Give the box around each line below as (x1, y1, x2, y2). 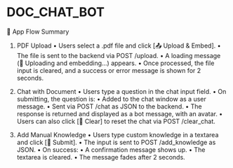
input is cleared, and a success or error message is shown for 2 (16, 66, 201, 74)
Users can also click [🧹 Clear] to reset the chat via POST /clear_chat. (16, 117, 215, 125)
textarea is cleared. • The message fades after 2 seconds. (16, 153, 185, 161)
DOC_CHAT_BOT (6, 4, 105, 20)
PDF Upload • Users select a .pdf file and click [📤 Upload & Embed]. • (16, 41, 222, 50)
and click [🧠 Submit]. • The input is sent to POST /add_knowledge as (16, 138, 216, 146)
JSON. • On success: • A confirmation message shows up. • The (16, 145, 206, 154)
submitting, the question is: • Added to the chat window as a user (16, 94, 206, 103)
